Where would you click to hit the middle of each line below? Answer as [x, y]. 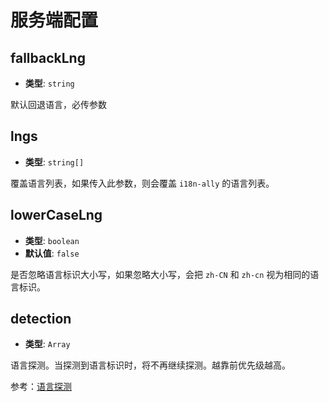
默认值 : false [52, 253]
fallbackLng [48, 57]
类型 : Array [47, 344]
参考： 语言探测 [41, 387]
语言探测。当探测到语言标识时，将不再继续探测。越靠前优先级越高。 [150, 365]
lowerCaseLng [56, 215]
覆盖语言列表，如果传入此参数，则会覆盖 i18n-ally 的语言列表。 [142, 183]
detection [41, 319]
